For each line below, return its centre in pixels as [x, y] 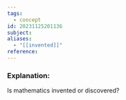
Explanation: [28, 75]
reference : [23, 52]
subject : [20, 33]
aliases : [20, 39]
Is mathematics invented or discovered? [63, 90]
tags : [15, 13]
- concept [27, 20]
